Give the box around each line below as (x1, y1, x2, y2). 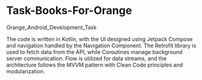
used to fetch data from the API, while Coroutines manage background (6, 48, 183, 55)
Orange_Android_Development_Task (6, 24, 97, 31)
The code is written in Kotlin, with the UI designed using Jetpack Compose (6, 35, 193, 42)
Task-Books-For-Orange (6, 4, 132, 18)
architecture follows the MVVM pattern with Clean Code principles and (6, 61, 183, 68)
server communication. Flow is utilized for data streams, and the (6, 55, 167, 62)
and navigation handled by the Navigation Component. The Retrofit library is (6, 42, 197, 49)
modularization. (6, 67, 45, 75)
